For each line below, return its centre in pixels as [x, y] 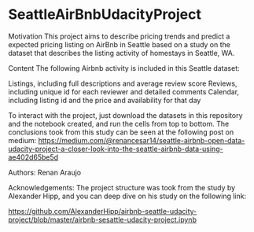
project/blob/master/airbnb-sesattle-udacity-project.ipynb [102, 219]
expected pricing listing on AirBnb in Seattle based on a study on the [119, 44]
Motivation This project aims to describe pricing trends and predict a [119, 36]
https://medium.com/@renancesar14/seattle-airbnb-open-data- [142, 140]
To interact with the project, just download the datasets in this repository [125, 115]
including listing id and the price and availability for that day [105, 100]
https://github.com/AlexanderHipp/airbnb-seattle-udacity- [103, 211]
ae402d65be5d [33, 157]
